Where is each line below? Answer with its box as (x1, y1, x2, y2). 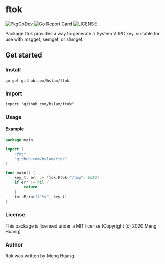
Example (5, 126, 25, 132)
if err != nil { (14, 180, 50, 185)
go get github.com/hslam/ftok (5, 78, 70, 83)
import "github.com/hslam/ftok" (5, 101, 74, 106)
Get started (5, 51, 42, 60)
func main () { (5, 171, 36, 176)
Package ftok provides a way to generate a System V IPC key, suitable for (5, 30, 160, 36)
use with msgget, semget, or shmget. (5, 36, 84, 42)
